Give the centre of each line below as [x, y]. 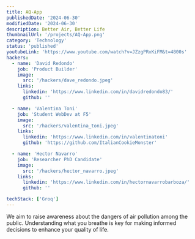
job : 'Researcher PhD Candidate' [60, 159]
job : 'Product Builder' [48, 69]
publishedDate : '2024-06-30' [43, 18]
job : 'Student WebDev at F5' [54, 114]
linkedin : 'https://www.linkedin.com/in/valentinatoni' [95, 137]
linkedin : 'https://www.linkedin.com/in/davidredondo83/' [98, 92]
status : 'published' [33, 47]
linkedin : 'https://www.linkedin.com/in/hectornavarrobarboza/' [106, 182]
